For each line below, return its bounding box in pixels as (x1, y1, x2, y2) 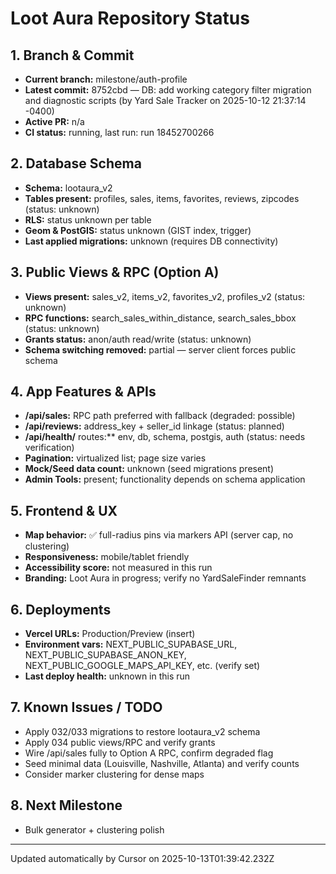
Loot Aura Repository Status (10, 7, 250, 30)
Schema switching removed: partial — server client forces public (24, 343, 297, 356)
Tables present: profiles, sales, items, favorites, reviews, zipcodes (24, 192, 300, 204)
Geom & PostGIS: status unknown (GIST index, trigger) (24, 224, 252, 236)
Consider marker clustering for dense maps (24, 768, 205, 780)
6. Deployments (10, 601, 112, 618)
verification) (24, 442, 75, 454)
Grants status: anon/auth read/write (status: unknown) (24, 333, 252, 345)
